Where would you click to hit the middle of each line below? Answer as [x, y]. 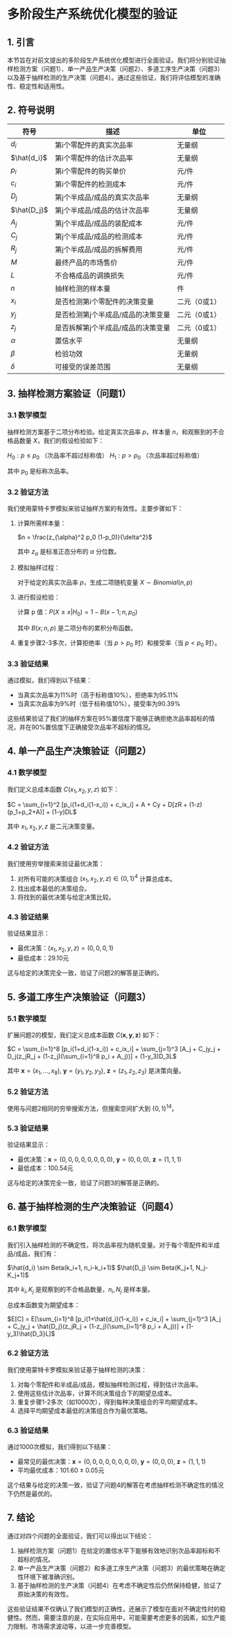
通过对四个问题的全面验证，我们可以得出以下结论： [80, 1535]
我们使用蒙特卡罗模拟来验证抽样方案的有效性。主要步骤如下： [95, 509]
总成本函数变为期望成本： [44, 1305]
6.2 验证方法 [28, 1353]
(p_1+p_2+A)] [26, 812]
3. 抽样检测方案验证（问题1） [69, 394]
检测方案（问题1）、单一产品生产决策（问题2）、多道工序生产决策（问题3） [118, 69]
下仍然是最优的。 [32, 1494]
